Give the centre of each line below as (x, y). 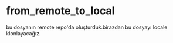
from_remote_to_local (60, 11)
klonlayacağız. (23, 33)
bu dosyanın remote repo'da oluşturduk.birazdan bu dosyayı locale (87, 27)
